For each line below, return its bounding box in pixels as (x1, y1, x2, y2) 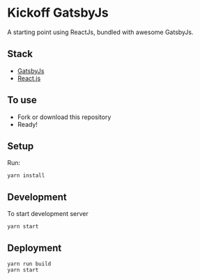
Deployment (7, 242, 62, 254)
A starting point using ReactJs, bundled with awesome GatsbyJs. (7, 28, 194, 36)
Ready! (17, 120, 38, 128)
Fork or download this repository (17, 113, 111, 121)
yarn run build (7, 260, 52, 267)
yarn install (7, 172, 45, 179)
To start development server (7, 210, 89, 218)
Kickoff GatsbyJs (7, 5, 109, 21)
